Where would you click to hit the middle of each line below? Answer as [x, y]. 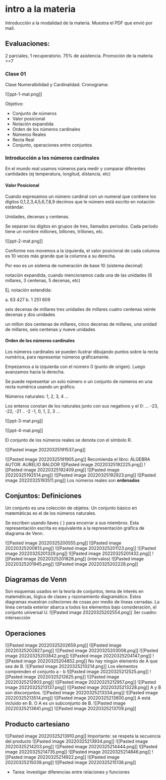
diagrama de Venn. [24, 533]
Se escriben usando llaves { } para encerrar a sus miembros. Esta [72, 523]
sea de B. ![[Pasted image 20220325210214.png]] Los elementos [71, 666]
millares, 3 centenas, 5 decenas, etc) [43, 280]
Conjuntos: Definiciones [43, 496]
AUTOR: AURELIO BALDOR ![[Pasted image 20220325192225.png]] [74, 464]
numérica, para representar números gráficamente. [57, 357]
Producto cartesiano [37, 724]
